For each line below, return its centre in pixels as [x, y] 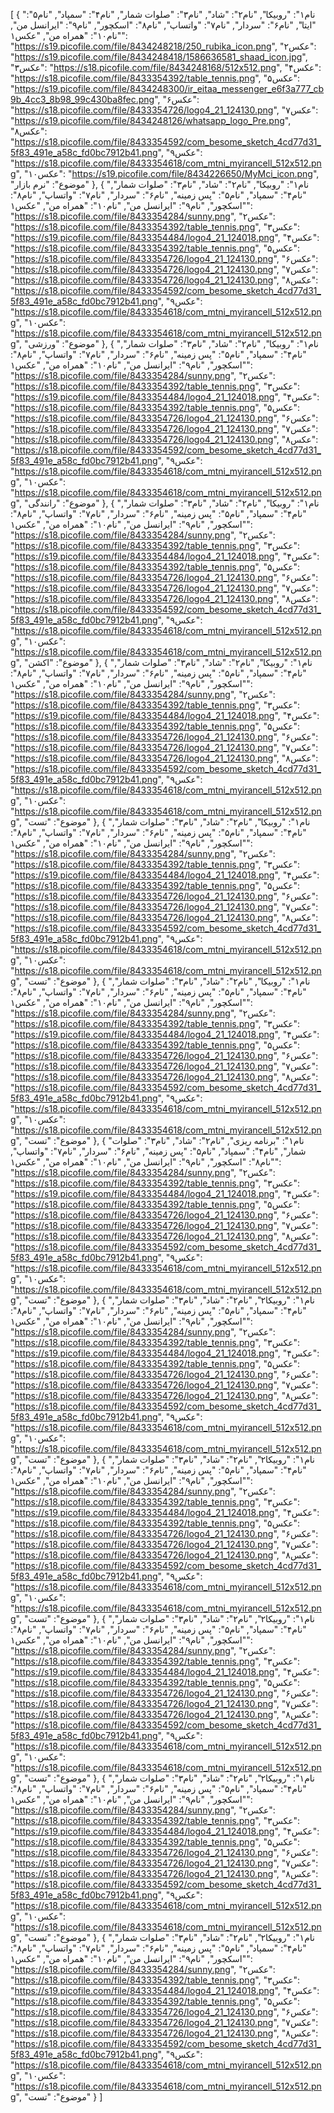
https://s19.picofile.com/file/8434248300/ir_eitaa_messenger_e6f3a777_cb [169, 88]
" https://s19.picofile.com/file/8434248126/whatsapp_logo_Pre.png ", [151, 120]
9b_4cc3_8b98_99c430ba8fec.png [82, 99]
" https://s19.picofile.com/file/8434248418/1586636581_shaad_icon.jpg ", [159, 57]
